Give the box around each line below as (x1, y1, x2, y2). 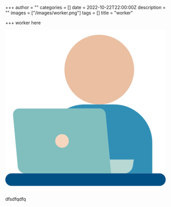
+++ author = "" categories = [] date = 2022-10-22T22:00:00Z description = (5, 5, 166, 10)
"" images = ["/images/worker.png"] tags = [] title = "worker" (5, 10, 133, 16)
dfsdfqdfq (5, 196, 26, 202)
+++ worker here (5, 20, 41, 26)
